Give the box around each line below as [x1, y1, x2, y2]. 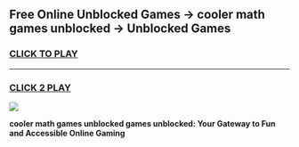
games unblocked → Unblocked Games [9, 21, 231, 37]
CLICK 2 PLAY [9, 81, 71, 94]
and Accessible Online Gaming [9, 127, 125, 138]
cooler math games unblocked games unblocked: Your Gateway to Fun [9, 118, 276, 128]
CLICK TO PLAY [9, 48, 78, 61]
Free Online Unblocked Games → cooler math [9, 7, 265, 22]
